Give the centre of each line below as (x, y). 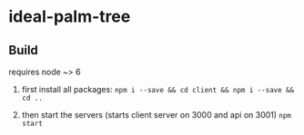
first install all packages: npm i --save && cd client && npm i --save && (158, 89)
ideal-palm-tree (70, 17)
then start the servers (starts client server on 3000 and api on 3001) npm (157, 115)
